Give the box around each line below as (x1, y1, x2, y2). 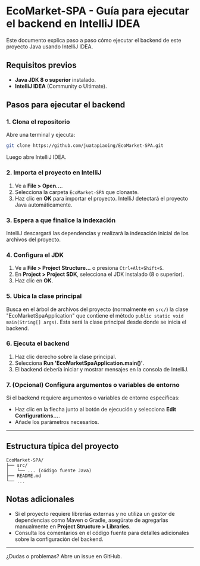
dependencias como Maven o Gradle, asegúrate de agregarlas (14, 516, 168, 524)
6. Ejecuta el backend (6, 339, 70, 347)
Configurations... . (14, 412, 61, 419)
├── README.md (6, 473, 42, 479)
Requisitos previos (6, 60, 77, 70)
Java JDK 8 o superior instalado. (14, 76, 96, 83)
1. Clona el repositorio (6, 118, 70, 126)
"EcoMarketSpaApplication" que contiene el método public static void (6, 312, 184, 319)
